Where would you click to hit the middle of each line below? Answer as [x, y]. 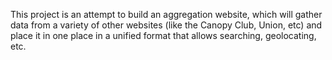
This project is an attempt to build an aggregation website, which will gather [166, 14]
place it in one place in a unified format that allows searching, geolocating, [163, 35]
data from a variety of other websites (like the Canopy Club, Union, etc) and [166, 25]
